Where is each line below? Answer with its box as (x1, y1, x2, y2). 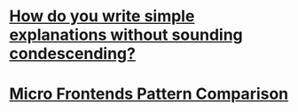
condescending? (9, 44, 136, 63)
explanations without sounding (9, 25, 244, 45)
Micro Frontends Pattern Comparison (9, 84, 289, 104)
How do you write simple (9, 6, 195, 26)
